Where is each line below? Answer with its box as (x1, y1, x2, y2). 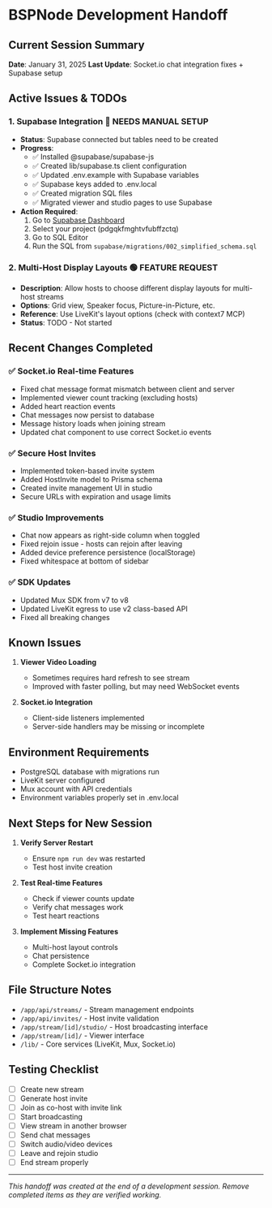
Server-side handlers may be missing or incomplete (32, 722, 205, 731)
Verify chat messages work (32, 903, 124, 912)
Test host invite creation (32, 862, 113, 872)
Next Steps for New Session (8, 816, 152, 830)
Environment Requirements (8, 745, 150, 759)
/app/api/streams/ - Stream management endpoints (19, 1004, 194, 1014)
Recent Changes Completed (8, 341, 154, 355)
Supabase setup (8, 68, 63, 78)
